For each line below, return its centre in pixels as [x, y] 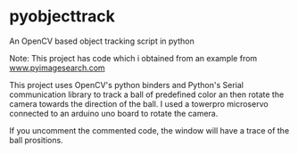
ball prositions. [37, 140]
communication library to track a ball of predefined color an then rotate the [147, 94]
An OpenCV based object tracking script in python [102, 41]
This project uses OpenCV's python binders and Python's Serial [126, 85]
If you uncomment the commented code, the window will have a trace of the [149, 130]
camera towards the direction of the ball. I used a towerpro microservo [139, 103]
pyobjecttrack [62, 16]
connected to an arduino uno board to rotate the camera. [114, 113]
